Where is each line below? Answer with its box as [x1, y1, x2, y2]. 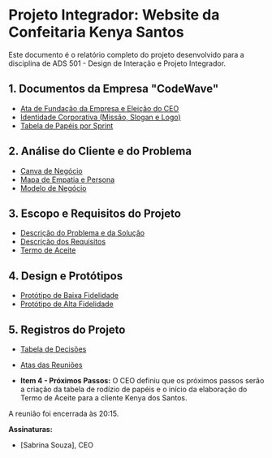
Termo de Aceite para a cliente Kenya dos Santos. [19, 393, 188, 403]
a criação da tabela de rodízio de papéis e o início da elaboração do [19, 384, 248, 394]
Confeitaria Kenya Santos [8, 23, 184, 41]
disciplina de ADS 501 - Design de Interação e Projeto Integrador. [8, 58, 226, 68]
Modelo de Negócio [19, 183, 87, 192]
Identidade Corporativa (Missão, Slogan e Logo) [19, 112, 181, 122]
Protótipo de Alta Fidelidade [19, 299, 114, 309]
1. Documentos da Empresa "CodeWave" [8, 82, 219, 96]
